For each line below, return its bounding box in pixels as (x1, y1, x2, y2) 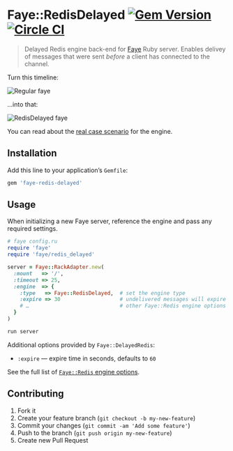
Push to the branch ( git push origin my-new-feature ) (17, 429, 172, 437)
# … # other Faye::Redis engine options (20, 303, 227, 309)
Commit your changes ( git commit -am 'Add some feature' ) (17, 421, 190, 429)
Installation (7, 147, 57, 160)
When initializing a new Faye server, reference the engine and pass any (7, 217, 213, 226)
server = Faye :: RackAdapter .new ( (7, 263, 105, 271)
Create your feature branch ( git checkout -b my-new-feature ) (17, 413, 196, 422)
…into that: (7, 100, 38, 108)
